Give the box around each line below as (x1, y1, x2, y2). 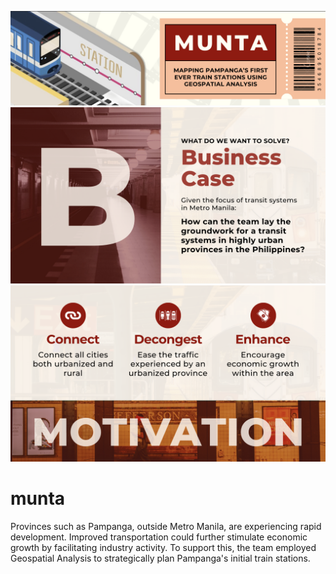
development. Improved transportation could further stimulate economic (10, 531, 308, 543)
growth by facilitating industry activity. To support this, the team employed (10, 541, 317, 553)
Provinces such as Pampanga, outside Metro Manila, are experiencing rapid (10, 520, 322, 532)
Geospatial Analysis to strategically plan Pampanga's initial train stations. (10, 552, 311, 564)
